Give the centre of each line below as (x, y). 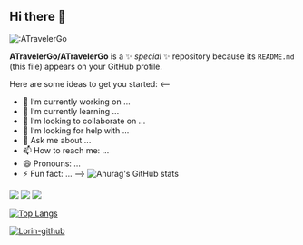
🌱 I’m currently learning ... (71, 111)
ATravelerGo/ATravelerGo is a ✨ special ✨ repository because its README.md (152, 56)
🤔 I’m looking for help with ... (76, 130)
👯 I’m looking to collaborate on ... (84, 121)
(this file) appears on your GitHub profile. (86, 66)
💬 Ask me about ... (57, 140)
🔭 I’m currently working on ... (76, 102)
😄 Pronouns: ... (52, 163)
